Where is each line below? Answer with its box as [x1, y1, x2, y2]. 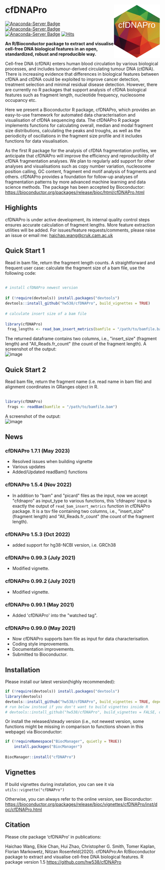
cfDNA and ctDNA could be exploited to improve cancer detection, [5, 76, 140, 82]
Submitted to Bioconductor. [12, 651, 68, 658]
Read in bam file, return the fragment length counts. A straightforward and [5, 260, 156, 265]
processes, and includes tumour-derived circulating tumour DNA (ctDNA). [5, 66, 155, 72]
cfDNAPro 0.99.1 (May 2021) [5, 601, 75, 608]
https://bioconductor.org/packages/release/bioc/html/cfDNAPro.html [5, 189, 145, 195]
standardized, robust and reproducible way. [5, 51, 97, 57]
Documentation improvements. [12, 646, 75, 652]
